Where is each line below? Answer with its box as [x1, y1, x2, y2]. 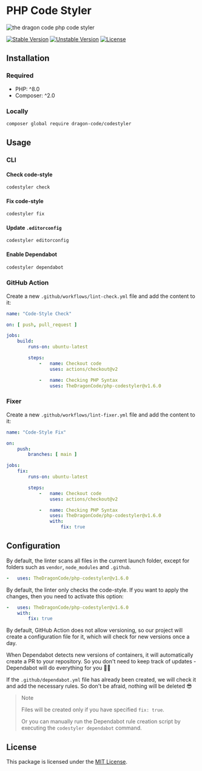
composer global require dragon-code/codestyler [6, 120, 132, 126]
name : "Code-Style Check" [6, 311, 72, 317]
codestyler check [6, 184, 50, 190]
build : [17, 338, 34, 344]
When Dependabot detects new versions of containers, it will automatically [6, 651, 194, 659]
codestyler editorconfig [6, 238, 69, 244]
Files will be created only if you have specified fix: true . [21, 706, 165, 713]
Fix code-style [6, 197, 44, 204]
